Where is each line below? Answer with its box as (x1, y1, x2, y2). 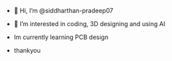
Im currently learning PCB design (13, 33, 109, 41)
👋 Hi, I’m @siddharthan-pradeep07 (13, 7, 114, 14)
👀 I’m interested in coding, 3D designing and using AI (13, 20, 166, 27)
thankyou (13, 47, 41, 54)
